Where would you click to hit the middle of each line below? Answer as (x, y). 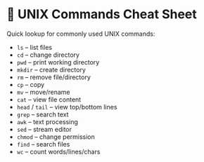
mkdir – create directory (51, 69)
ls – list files (34, 47)
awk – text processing (47, 121)
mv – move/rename (43, 92)
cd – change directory (48, 55)
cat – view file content (49, 99)
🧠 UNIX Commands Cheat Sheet (102, 14)
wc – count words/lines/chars (58, 151)
